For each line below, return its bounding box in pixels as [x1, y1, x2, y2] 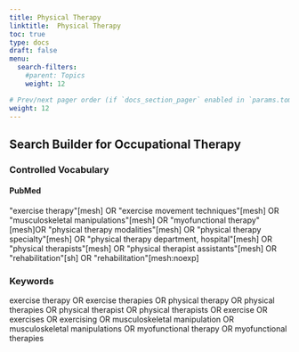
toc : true [9, 29, 46, 38]
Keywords [9, 274, 54, 287]
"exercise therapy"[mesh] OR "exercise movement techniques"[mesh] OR [9, 205, 279, 216]
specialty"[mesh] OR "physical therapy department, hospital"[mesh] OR [9, 233, 273, 244]
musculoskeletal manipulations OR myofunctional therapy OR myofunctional [9, 323, 287, 334]
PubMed [9, 185, 42, 196]
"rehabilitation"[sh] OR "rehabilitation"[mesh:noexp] [9, 252, 199, 263]
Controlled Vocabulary [9, 163, 109, 176]
